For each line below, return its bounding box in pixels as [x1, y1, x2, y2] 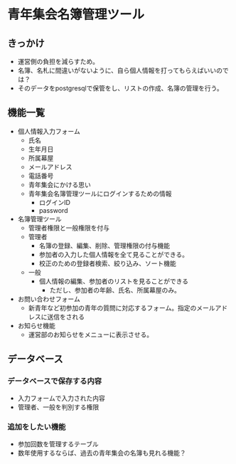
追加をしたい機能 [7, 422, 66, 432]
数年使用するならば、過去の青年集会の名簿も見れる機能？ [17, 448, 186, 457]
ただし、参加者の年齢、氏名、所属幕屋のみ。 [49, 285, 181, 294]
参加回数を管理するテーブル [17, 439, 99, 448]
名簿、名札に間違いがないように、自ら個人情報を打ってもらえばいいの [17, 66, 222, 75]
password [38, 206, 68, 214]
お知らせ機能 [17, 321, 55, 329]
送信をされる [47, 312, 85, 321]
